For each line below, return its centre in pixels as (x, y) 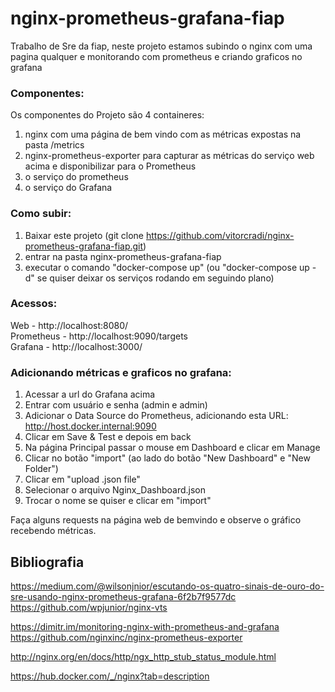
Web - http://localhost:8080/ (69, 325)
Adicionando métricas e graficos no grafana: (121, 372)
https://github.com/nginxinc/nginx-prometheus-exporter (126, 637)
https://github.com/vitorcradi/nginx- (220, 235)
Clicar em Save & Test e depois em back (108, 437)
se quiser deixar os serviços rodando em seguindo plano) (155, 278)
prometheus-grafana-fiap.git (84, 246)
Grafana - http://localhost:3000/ (76, 346)
